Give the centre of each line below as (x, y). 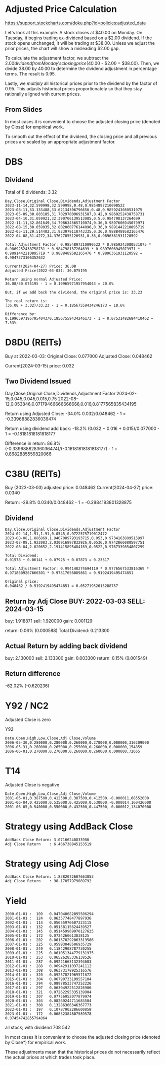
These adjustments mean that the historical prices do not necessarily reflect (83, 1052)
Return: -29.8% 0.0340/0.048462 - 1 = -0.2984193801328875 (68, 502)
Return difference (33, 674)
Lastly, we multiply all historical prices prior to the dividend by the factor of (81, 83)
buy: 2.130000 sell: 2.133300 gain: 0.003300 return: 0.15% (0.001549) (76, 658)
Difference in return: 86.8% (33, 443)
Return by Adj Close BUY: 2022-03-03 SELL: (75, 601)
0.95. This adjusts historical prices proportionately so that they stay (74, 88)
